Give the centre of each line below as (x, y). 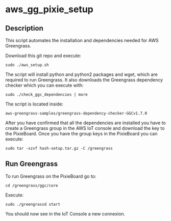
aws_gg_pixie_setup (49, 9)
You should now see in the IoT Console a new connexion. (65, 214)
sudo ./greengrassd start (33, 204)
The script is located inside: (34, 104)
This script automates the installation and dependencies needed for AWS (82, 40)
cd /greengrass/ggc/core (32, 185)
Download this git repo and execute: (43, 56)
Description (24, 28)
